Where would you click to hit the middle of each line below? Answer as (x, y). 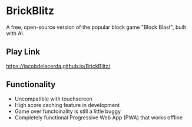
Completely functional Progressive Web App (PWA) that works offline (99, 117)
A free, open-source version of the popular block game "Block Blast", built (96, 27)
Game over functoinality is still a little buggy (68, 111)
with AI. (15, 33)
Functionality (31, 84)
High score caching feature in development (67, 105)
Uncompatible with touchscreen (53, 99)
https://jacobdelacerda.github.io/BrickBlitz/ (58, 66)
